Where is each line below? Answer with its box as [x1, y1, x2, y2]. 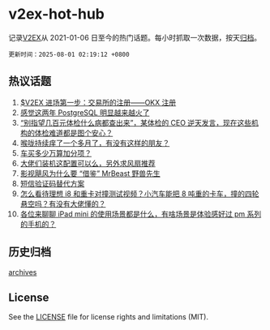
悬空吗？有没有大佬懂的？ [19, 199, 106, 208]
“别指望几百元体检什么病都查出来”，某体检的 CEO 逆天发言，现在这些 [19, 118, 252, 127]
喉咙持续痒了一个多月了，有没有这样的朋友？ [19, 138, 170, 148]
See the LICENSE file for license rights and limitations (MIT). [8, 312, 209, 322]
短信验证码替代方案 [19, 178, 85, 188]
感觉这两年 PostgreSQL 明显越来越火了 [19, 107, 150, 118]
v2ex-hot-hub [8, 5, 105, 24]
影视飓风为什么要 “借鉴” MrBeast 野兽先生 [19, 168, 161, 178]
